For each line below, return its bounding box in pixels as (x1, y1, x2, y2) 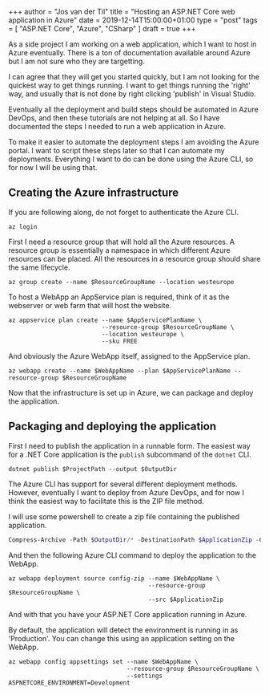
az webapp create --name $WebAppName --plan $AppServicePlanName (8, 367, 231, 375)
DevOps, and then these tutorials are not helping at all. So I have (8, 113, 220, 123)
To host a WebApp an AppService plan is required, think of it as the (8, 292, 230, 302)
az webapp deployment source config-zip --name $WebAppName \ (8, 574, 220, 583)
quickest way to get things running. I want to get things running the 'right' (8, 80, 251, 90)
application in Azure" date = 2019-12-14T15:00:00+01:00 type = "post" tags (8, 15, 258, 25)
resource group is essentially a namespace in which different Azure (8, 245, 231, 255)
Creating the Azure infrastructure (8, 186, 179, 200)
